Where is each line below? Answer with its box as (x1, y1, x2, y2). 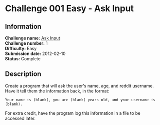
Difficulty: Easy (5, 46, 37, 51)
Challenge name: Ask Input (5, 35, 61, 41)
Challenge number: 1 (5, 40, 48, 46)
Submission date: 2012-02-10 (5, 51, 66, 56)
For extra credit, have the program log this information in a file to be (5, 110, 141, 116)
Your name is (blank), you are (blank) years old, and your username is (5, 97, 156, 102)
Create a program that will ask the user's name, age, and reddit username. (5, 83, 154, 89)
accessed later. (5, 115, 36, 121)
